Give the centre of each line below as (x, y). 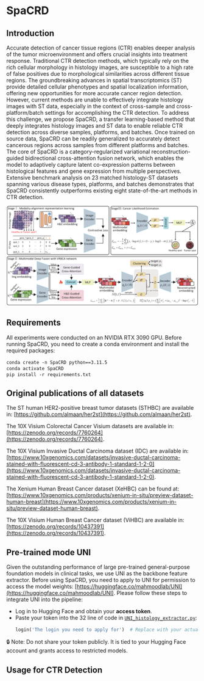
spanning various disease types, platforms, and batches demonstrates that (100, 184)
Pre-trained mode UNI (49, 552)
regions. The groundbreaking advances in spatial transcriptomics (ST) (94, 80)
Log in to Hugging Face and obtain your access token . (83, 611)
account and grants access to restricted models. (67, 650)
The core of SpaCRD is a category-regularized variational (78, 151)
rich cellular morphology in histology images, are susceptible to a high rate (100, 67)
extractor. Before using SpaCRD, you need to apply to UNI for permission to (101, 580)
